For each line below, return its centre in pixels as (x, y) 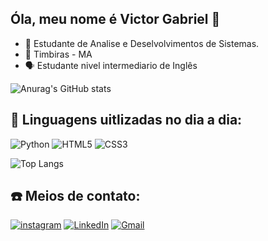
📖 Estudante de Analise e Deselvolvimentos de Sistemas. (142, 43)
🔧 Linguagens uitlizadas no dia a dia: (126, 120)
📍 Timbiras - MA (58, 54)
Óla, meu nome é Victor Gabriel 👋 (115, 19)
